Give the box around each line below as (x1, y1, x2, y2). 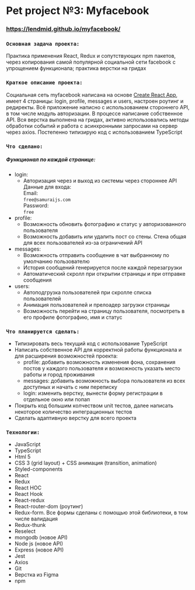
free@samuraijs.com (23, 197, 71, 203)
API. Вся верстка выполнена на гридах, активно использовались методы (6, 116, 189, 123)
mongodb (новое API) (14, 534, 68, 541)
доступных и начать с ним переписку (23, 383, 118, 390)
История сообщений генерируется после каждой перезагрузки (23, 264, 182, 271)
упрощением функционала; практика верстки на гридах (6, 65, 147, 72)
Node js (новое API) (14, 540, 63, 547)
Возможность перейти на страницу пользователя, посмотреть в (23, 307, 185, 314)
